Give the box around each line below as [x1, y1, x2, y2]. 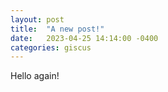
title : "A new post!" [10, 24, 105, 34]
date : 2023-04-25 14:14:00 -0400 [10, 33, 159, 43]
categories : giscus [10, 42, 92, 53]
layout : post [10, 14, 65, 25]
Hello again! [10, 70, 60, 82]
